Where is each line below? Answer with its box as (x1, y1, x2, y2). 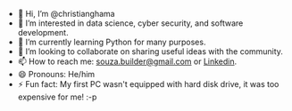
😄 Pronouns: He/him (17, 69, 96, 79)
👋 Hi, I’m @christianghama (17, 9, 115, 19)
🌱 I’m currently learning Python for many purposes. (17, 36, 206, 47)
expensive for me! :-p (17, 91, 97, 102)
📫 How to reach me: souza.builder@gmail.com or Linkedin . (17, 56, 238, 67)
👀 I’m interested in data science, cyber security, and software (17, 18, 244, 28)
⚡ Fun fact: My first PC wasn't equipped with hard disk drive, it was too (17, 79, 279, 89)
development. (17, 28, 69, 37)
